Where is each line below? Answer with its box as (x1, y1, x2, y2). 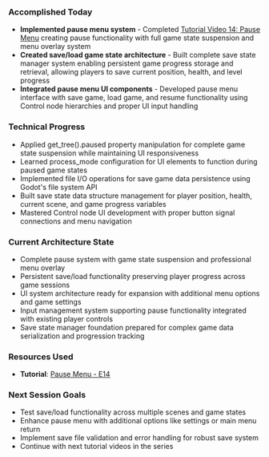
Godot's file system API (19, 182, 98, 192)
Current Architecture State (8, 236, 114, 247)
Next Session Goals (8, 390, 86, 401)
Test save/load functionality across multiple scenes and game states (19, 407, 247, 417)
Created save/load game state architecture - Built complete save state (19, 51, 256, 60)
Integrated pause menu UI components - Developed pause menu (19, 84, 239, 94)
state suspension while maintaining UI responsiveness (19, 148, 199, 158)
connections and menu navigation (19, 216, 132, 226)
